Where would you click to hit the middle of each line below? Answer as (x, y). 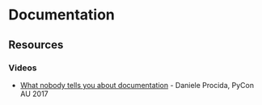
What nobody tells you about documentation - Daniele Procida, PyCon (137, 85)
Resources (36, 45)
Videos (23, 68)
